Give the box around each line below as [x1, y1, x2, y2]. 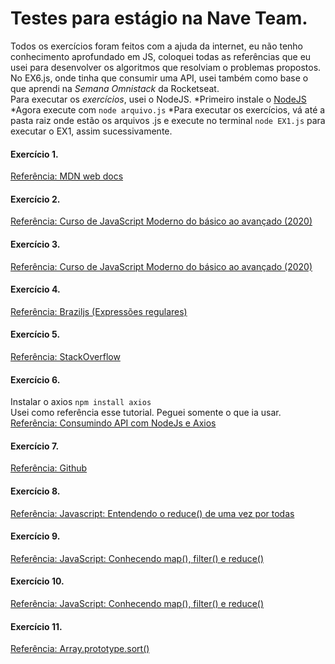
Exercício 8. [10, 485, 61, 497]
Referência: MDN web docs [10, 170, 124, 182]
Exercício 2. [10, 193, 61, 205]
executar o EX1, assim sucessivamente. [10, 125, 173, 137]
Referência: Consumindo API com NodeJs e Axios [10, 417, 217, 429]
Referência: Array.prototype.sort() [10, 643, 150, 655]
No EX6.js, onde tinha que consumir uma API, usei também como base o [10, 72, 309, 84]
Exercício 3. [10, 238, 61, 250]
